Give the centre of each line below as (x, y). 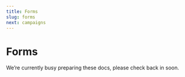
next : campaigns (26, 22)
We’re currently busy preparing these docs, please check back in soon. (93, 68)
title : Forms (22, 11)
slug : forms (21, 17)
